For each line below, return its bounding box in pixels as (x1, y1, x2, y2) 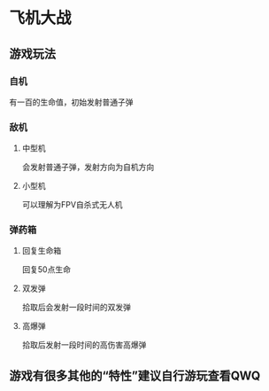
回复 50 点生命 (21, 264, 71, 275)
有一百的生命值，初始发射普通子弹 (9, 97, 134, 107)
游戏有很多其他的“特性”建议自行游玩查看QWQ (9, 368, 261, 383)
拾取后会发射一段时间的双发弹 (21, 302, 131, 313)
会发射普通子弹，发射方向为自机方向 (21, 161, 155, 173)
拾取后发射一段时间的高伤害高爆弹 (21, 340, 147, 350)
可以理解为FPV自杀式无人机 (21, 199, 123, 210)
